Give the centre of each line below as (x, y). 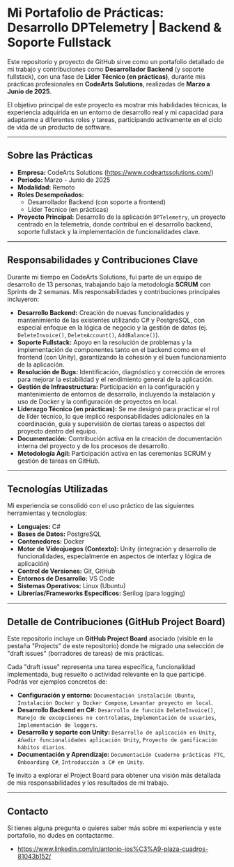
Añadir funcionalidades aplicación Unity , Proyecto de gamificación (117, 739)
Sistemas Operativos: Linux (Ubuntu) (71, 586)
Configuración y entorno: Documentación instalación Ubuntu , (107, 696)
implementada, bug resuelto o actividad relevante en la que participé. (107, 675)
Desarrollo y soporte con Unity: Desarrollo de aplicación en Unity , (117, 732)
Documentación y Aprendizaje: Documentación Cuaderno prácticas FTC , (121, 755)
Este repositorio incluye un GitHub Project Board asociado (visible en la (110, 638)
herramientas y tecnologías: (47, 513)
